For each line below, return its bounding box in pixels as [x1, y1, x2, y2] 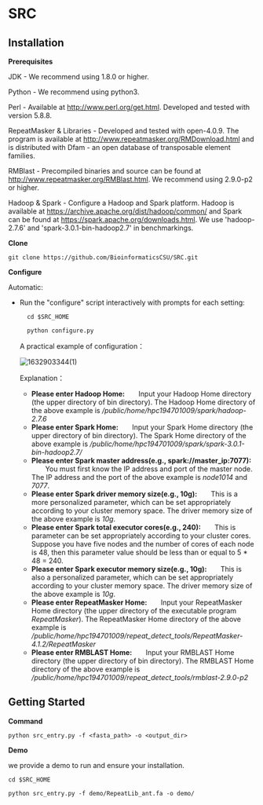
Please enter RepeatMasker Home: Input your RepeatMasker [31, 598, 243, 607]
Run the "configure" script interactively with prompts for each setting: [19, 298, 245, 307]
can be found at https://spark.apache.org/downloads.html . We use [8, 215, 224, 224]
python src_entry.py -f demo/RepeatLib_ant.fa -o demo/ [8, 789, 195, 797]
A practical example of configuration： [19, 342, 145, 350]
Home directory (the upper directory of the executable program [31, 606, 237, 615]
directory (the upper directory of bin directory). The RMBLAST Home [31, 657, 254, 665]
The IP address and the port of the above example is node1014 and [31, 473, 248, 481]
